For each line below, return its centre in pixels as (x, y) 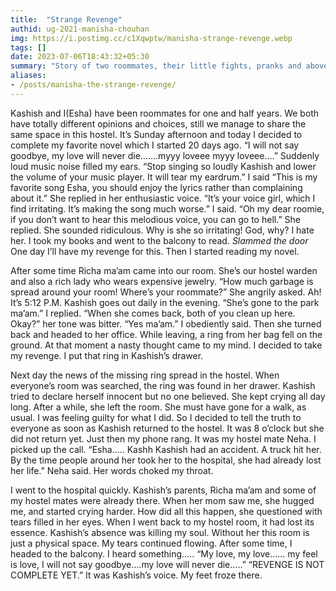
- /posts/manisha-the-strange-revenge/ (93, 85)
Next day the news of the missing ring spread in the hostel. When (145, 375)
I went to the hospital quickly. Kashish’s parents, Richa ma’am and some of (163, 490)
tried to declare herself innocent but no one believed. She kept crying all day (168, 396)
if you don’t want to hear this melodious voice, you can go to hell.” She (155, 219)
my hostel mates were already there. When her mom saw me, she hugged (162, 500)
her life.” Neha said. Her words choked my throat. (112, 470)
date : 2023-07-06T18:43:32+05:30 (80, 57)
